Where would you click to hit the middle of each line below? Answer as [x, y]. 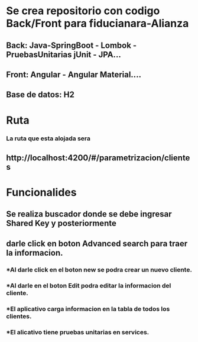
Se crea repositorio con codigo [83, 11]
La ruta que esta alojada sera [48, 138]
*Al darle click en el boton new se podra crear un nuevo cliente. [99, 269]
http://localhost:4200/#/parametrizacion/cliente [98, 158]
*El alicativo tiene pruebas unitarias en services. [78, 332]
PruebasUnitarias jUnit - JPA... [64, 54]
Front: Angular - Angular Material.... [74, 74]
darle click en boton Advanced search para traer [97, 243]
